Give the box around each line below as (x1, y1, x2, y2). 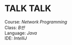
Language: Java (4, 30, 37, 36)
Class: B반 (4, 25, 25, 30)
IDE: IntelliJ (4, 35, 27, 41)
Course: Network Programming (4, 19, 68, 25)
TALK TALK (4, 3, 52, 14)
